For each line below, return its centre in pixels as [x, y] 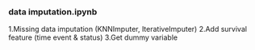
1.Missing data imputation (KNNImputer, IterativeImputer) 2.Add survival [128, 29]
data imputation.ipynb [53, 12]
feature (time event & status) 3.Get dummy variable [93, 37]
